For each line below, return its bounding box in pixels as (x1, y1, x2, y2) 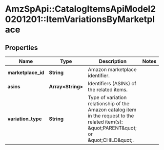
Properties (5, 43, 38, 52)
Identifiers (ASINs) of (87, 80, 137, 87)
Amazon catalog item (87, 106, 137, 113)
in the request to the (87, 112, 134, 119)
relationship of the (87, 100, 130, 107)
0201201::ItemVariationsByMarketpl (5, 14, 155, 25)
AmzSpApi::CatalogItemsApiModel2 (5, 3, 156, 15)
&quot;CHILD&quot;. (87, 137, 134, 143)
